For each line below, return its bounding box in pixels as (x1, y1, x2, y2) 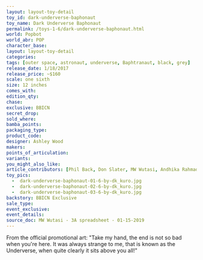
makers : (6, 144, 26, 150)
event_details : (6, 212, 45, 218)
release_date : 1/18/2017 (6, 65, 69, 72)
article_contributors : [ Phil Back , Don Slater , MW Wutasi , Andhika (6, 167, 180, 173)
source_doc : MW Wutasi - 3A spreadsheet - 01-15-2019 (6, 218, 145, 224)
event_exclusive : (6, 206, 50, 212)
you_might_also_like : (6, 161, 61, 167)
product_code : (6, 133, 42, 139)
